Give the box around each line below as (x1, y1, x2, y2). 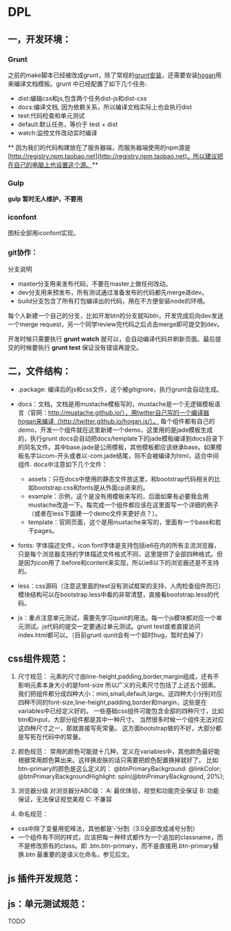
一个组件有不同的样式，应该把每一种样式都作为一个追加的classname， (17, 833, 217, 841)
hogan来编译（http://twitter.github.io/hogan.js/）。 (17, 417, 159, 425)
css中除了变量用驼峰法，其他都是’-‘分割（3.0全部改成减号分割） (17, 825, 199, 833)
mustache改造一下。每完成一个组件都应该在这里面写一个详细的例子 (27, 501, 219, 509)
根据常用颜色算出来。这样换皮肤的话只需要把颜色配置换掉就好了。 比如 (17, 756, 219, 764)
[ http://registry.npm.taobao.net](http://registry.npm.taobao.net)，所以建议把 (8, 152, 223, 160)
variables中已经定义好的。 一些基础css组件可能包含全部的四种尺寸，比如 (17, 707, 224, 715)
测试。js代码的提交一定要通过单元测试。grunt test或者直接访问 (23, 622, 201, 630)
